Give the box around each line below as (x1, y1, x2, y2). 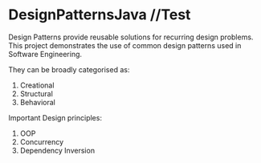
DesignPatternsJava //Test (8, 6, 191, 24)
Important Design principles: (8, 112, 103, 122)
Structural (19, 88, 54, 98)
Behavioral (19, 97, 56, 107)
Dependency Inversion (19, 145, 95, 155)
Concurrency (19, 137, 64, 146)
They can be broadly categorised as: (8, 64, 130, 74)
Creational (19, 80, 55, 90)
